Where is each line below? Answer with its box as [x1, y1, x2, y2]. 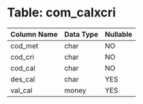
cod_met [10, 41, 39, 51]
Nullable [104, 29, 133, 39]
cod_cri [10, 52, 35, 62]
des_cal [10, 74, 35, 83]
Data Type [64, 29, 99, 39]
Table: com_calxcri [7, 5, 116, 21]
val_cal [10, 86, 33, 95]
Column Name [10, 29, 58, 39]
